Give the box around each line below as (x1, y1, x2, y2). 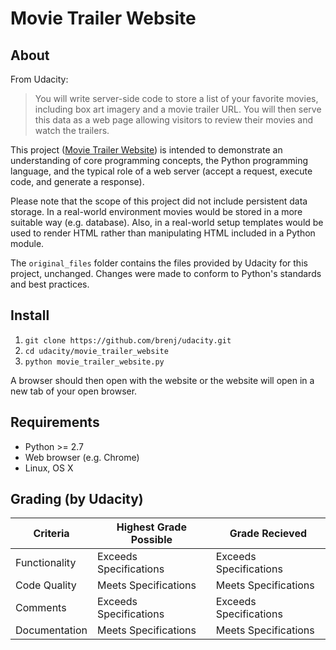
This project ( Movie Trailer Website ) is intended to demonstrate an (10, 144, 283, 156)
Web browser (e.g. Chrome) (24, 451, 140, 463)
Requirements (10, 414, 100, 431)
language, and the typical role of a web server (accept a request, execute (10, 165, 313, 177)
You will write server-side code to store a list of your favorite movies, (34, 93, 319, 104)
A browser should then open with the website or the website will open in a (10, 374, 315, 386)
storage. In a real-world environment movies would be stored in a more (10, 206, 303, 217)
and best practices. (10, 278, 90, 290)
